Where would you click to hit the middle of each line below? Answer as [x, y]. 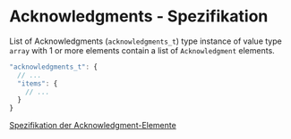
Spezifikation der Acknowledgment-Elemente [93, 126]
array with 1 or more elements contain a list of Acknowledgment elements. [142, 50]
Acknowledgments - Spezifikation [139, 16]
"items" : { [38, 83]
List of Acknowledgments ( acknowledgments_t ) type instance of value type [145, 41]
